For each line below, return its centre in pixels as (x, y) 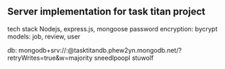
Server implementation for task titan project (106, 12)
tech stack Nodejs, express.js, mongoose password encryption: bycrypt (112, 28)
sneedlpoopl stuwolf (124, 58)
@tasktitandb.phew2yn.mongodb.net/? (125, 50)
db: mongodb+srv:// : (38, 50)
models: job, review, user (44, 36)
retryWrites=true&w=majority (50, 58)
